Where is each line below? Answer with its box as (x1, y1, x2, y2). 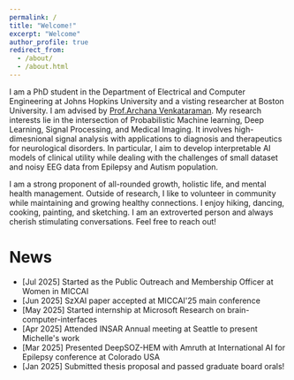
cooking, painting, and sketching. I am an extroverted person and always (9, 207, 274, 217)
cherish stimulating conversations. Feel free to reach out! (9, 216, 216, 226)
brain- (227, 304, 250, 315)
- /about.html (17, 63, 69, 72)
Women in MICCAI (21, 285, 89, 296)
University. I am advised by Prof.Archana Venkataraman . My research (9, 105, 262, 116)
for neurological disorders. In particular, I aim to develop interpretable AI (9, 142, 271, 153)
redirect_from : (9, 46, 65, 55)
